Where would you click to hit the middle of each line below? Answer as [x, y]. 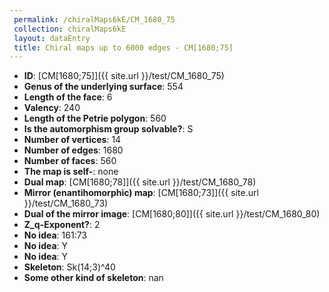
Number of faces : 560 [70, 161]
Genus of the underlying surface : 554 [103, 87]
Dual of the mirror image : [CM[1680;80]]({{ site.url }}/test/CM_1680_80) [172, 214]
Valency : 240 [52, 108]
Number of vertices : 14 [72, 140]
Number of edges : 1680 [73, 150]
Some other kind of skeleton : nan [93, 278]
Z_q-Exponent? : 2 [62, 225]
